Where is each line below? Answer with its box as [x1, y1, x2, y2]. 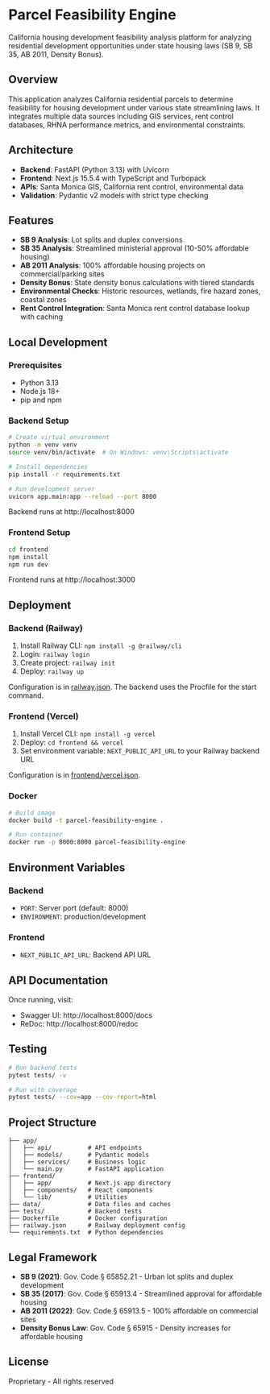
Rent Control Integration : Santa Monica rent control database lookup [19, 304, 250, 313]
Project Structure [8, 1115, 97, 1129]
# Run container [8, 831, 63, 839]
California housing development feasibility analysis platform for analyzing [8, 32, 252, 42]
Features [8, 214, 54, 227]
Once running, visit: [8, 994, 74, 1004]
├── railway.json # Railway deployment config [8, 1222, 185, 1230]
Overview [8, 73, 59, 86]
